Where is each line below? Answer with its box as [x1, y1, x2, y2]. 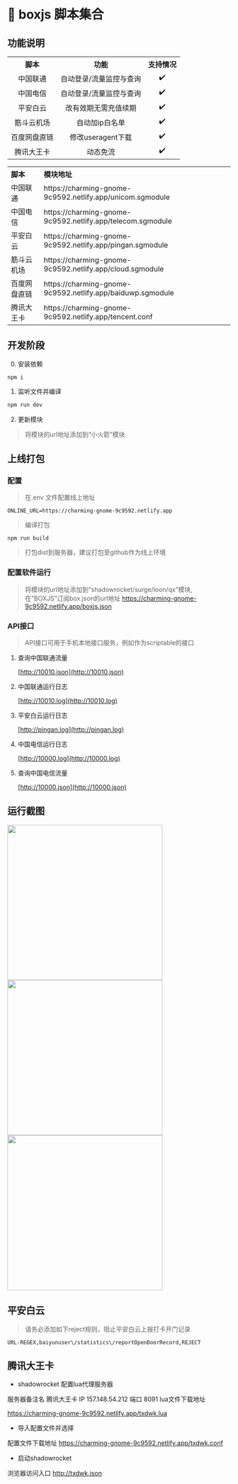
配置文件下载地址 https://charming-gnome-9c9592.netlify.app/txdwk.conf [7, 1439, 223, 1447]
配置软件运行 [7, 568, 52, 578]
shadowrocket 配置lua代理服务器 [17, 1380, 113, 1388]
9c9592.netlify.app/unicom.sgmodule [43, 192, 170, 202]
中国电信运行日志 [17, 740, 68, 748]
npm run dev [7, 401, 42, 408]
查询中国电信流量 [17, 769, 68, 777]
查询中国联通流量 [17, 653, 68, 662]
